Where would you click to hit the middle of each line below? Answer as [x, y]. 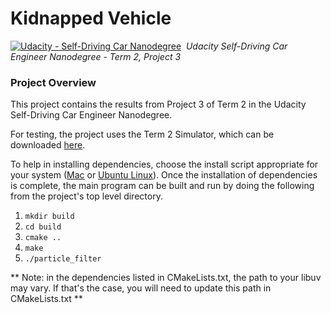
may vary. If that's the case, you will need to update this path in [141, 288]
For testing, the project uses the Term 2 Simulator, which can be [142, 134]
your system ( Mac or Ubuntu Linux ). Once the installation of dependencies [164, 175]
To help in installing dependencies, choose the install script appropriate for [164, 164]
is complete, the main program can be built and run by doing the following [162, 186]
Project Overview [53, 82]
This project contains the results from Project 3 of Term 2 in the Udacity [158, 104]
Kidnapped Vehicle [91, 18]
